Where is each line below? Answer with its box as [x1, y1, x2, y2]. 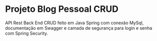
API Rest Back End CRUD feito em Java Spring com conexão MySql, [5, 20, 144, 26]
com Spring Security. [5, 30, 49, 36]
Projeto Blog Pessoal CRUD [5, 3, 119, 15]
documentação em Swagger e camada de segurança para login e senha [5, 25, 153, 31]
